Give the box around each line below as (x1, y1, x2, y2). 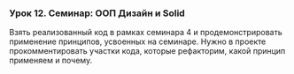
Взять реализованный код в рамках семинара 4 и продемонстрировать (9, 27, 282, 38)
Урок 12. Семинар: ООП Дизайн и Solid (9, 7, 186, 19)
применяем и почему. (9, 55, 93, 66)
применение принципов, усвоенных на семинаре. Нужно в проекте (9, 36, 267, 47)
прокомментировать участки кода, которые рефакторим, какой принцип (9, 46, 286, 56)
